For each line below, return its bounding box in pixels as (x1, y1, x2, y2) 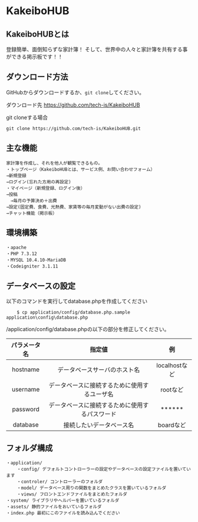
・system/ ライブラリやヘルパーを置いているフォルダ (6, 498, 120, 504)
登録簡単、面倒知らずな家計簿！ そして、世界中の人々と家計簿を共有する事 (6, 46, 188, 52)
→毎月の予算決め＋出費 (10, 197, 57, 204)
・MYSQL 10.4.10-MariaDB (6, 257, 67, 263)
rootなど (160, 386, 184, 394)
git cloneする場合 (6, 114, 48, 121)
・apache (6, 245, 27, 251)
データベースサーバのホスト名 (57, 366, 140, 374)
